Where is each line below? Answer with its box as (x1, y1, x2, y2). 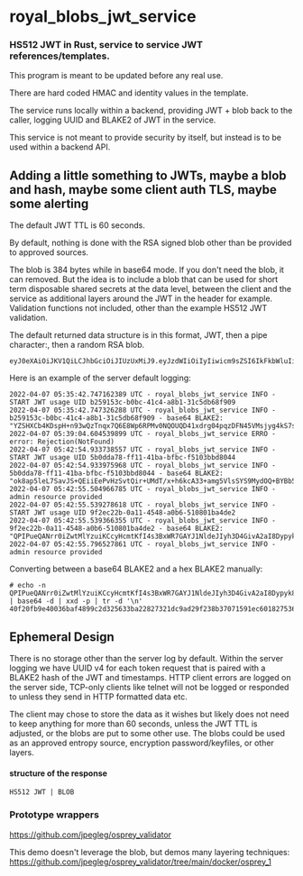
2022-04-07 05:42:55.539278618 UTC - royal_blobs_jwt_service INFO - (9, 500, 277, 510)
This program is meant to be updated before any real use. (9, 70, 224, 81)
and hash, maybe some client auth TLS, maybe (9, 182, 278, 197)
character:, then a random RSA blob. (9, 340, 145, 351)
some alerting (9, 196, 89, 211)
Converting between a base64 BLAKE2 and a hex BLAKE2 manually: (9, 563, 263, 574)
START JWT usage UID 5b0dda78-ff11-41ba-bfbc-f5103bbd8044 (9, 453, 236, 462)
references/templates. (9, 50, 110, 62)
